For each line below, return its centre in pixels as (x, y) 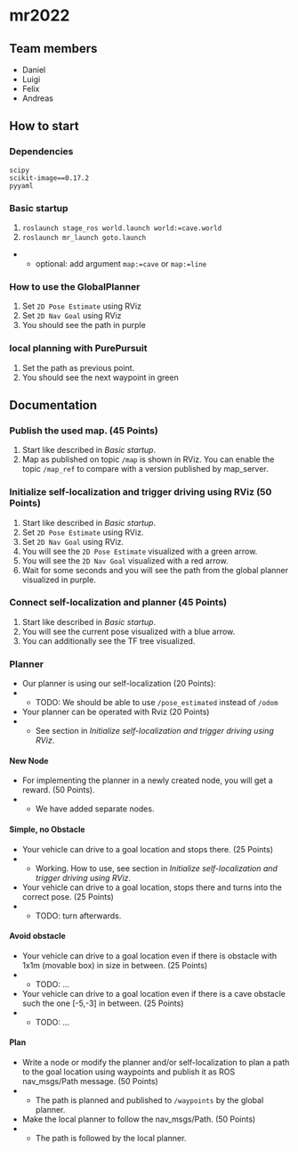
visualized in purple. (59, 580)
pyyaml (21, 185)
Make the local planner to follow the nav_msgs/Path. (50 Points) (139, 1119)
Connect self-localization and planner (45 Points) (118, 603)
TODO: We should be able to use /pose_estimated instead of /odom (157, 703)
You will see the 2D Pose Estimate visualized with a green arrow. (140, 551)
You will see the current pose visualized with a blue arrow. (129, 631)
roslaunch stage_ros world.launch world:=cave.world (122, 228)
